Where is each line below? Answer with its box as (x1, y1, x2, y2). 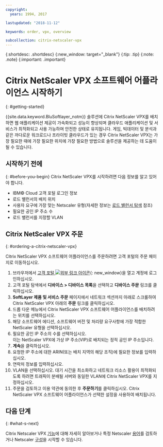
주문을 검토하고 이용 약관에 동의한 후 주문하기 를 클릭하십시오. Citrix (12, 385, 140, 391)
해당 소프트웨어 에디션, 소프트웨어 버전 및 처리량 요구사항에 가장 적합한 (12, 318, 146, 324)
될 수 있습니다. (5, 144, 33, 150)
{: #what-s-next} (5, 420, 39, 426)
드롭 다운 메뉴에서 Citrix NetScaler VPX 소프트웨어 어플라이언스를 (12, 306, 138, 312)
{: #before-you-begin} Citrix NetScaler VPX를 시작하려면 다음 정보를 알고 (5, 173, 148, 179)
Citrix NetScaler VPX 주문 (5, 230, 83, 239)
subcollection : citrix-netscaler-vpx (5, 38, 82, 43)
